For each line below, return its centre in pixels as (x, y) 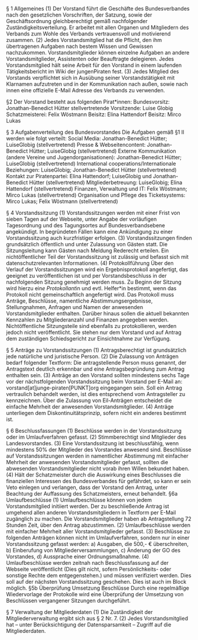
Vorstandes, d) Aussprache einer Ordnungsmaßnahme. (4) (78, 557)
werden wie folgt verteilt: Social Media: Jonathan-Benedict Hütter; (87, 138)
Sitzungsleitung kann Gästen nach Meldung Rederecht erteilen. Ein (87, 250)
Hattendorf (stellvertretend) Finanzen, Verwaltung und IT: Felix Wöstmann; (97, 189)
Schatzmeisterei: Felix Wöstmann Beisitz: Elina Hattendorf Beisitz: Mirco (94, 114)
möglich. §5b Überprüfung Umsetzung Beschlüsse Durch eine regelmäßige (98, 588)
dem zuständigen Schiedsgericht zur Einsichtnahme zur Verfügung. (89, 339)
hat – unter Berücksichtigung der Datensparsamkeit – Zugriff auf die (89, 625)
